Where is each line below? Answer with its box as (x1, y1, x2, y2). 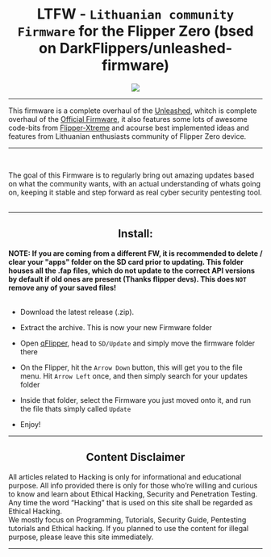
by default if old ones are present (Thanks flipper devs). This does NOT (8, 274, 248, 283)
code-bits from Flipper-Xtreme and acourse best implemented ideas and (8, 123, 250, 132)
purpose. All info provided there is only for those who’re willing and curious (8, 480, 258, 490)
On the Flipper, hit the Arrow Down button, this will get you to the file (19, 362, 244, 372)
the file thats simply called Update (19, 404, 131, 413)
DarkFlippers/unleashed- (59, 40, 232, 57)
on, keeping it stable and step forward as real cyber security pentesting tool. (8, 187, 262, 197)
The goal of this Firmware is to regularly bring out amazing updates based (8, 170, 255, 180)
